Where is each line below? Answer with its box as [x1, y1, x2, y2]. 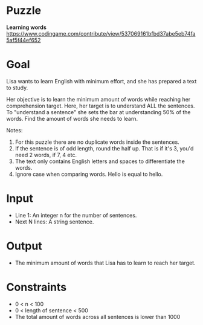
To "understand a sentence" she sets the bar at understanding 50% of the [6, 108, 191, 115]
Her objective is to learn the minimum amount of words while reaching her [6, 95, 191, 103]
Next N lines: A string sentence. [14, 218, 94, 225]
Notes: [6, 126, 23, 134]
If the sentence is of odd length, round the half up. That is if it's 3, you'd [14, 144, 194, 152]
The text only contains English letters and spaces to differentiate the [14, 158, 185, 165]
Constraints [6, 280, 67, 294]
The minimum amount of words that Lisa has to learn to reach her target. [14, 259, 196, 266]
